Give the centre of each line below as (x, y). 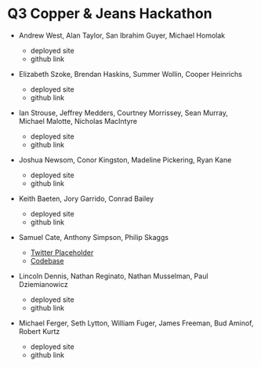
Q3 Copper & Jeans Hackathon (110, 14)
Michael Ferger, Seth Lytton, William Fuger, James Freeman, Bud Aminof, (136, 323)
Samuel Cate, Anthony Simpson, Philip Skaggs (94, 237)
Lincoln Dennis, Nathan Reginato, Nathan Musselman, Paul (113, 276)
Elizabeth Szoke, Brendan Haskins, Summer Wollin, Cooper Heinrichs (130, 74)
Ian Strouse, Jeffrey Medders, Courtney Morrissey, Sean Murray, (123, 113)
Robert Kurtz (39, 331)
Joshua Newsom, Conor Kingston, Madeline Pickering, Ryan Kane (125, 160)
